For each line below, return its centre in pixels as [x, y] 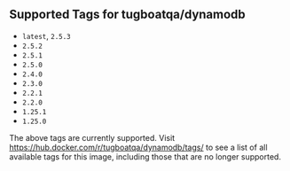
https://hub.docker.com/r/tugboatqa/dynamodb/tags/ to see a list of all [138, 147]
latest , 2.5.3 [46, 35]
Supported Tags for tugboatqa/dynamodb [127, 15]
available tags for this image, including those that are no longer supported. [145, 156]
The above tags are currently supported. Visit [92, 137]
